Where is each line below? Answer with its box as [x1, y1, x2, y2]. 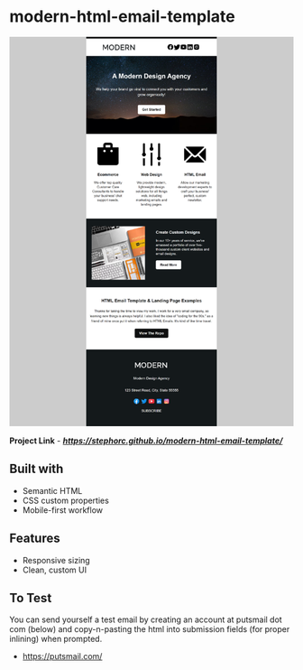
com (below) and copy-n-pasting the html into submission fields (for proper [9, 624, 290, 635]
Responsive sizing [22, 554, 90, 565]
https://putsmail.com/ [22, 651, 103, 662]
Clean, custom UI [22, 564, 87, 575]
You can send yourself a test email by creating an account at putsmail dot [9, 614, 282, 625]
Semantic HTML [22, 485, 83, 496]
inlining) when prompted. [9, 634, 103, 645]
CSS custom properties [22, 495, 110, 506]
